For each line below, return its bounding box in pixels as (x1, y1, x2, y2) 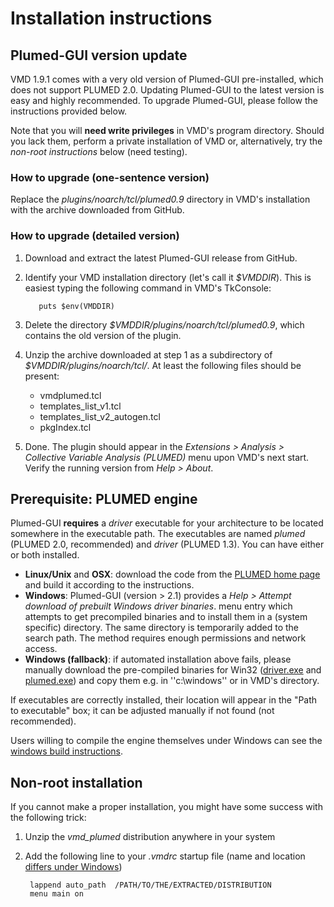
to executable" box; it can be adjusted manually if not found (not (10, 705, 275, 717)
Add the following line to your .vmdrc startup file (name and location (24, 850, 306, 862)
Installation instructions (10, 7, 213, 30)
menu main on (29, 889, 84, 899)
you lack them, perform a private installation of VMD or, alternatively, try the (10, 135, 323, 147)
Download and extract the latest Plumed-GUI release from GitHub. (24, 252, 298, 264)
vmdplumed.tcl (39, 389, 102, 401)
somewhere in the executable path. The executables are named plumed (10, 528, 306, 540)
